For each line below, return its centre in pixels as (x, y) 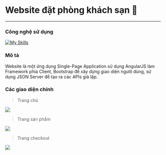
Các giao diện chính (29, 90)
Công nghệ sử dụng (29, 32)
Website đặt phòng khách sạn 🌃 (71, 10)
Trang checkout (33, 138)
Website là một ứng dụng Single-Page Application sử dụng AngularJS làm (80, 66)
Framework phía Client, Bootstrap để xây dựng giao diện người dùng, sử (78, 71)
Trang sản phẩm (34, 119)
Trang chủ (28, 100)
